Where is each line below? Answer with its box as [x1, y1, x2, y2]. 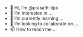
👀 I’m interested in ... [10, 10, 53, 16]
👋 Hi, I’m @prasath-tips [10, 5, 58, 10]
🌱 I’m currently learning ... [10, 15, 64, 21]
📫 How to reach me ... [10, 26, 57, 32]
